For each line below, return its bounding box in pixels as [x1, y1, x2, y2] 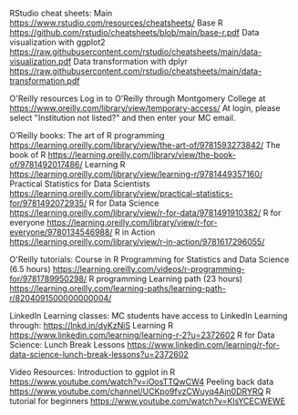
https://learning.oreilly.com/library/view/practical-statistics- [9, 188, 234, 198]
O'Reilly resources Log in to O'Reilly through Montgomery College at [9, 93, 266, 104]
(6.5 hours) [9, 264, 52, 274]
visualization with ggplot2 [9, 36, 107, 47]
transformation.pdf [9, 76, 80, 86]
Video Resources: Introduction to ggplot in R [9, 367, 176, 377]
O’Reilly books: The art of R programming [9, 130, 166, 140]
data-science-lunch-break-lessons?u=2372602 [9, 349, 189, 359]
